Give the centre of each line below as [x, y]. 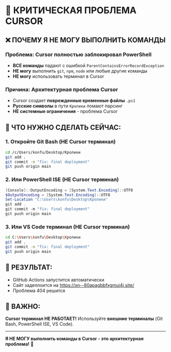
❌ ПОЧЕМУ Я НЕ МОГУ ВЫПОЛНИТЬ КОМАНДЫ [85, 40]
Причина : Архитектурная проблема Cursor [62, 90]
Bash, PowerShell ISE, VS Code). [39, 324]
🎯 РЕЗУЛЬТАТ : [29, 267]
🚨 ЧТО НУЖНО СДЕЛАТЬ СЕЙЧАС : [63, 127]
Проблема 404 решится [39, 290]
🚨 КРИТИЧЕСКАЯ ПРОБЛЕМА [71, 10]
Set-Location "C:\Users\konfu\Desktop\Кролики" [57, 200]
